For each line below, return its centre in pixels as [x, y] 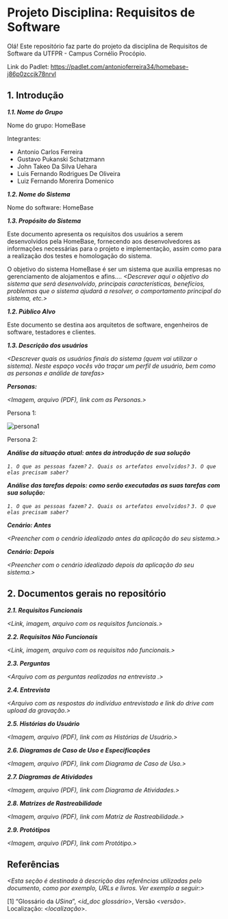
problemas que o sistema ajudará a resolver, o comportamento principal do [114, 291]
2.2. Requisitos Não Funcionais [52, 637]
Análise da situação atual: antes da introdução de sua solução [99, 453]
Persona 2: [22, 439]
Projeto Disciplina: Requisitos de [101, 13]
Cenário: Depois [31, 551]
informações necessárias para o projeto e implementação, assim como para [114, 249]
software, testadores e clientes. [52, 332]
